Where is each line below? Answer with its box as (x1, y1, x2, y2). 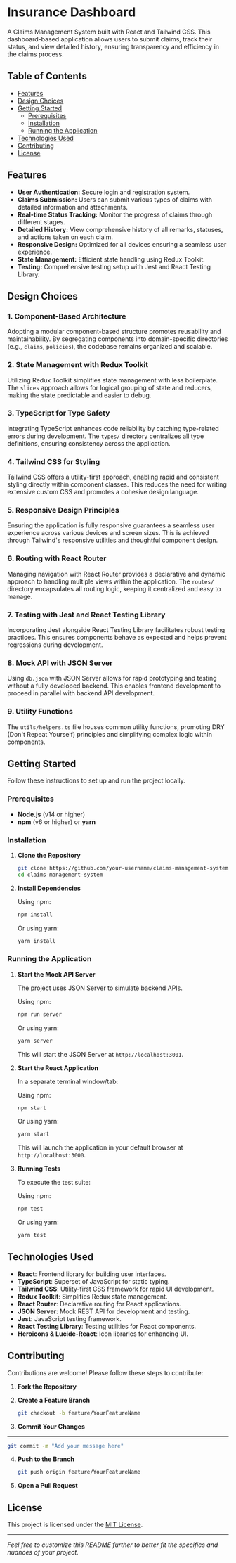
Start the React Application (17, 1063, 98, 1072)
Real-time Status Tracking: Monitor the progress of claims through (17, 210, 213, 219)
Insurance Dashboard (7, 4, 136, 20)
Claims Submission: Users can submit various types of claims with (17, 195, 213, 204)
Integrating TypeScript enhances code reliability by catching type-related (7, 424, 219, 432)
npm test (17, 1205, 44, 1213)
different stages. (17, 217, 65, 226)
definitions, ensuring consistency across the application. (7, 439, 171, 447)
